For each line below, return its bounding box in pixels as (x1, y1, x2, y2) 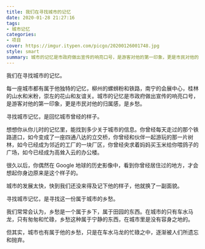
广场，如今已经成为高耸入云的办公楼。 (6, 149, 103, 156)
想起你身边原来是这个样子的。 (6, 169, 81, 177)
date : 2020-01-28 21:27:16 (6, 15, 75, 21)
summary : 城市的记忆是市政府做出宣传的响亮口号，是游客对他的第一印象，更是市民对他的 (6, 54, 200, 60)
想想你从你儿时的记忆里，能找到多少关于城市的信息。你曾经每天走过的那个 (6, 125, 193, 133)
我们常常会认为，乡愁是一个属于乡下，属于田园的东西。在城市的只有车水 (6, 208, 188, 215)
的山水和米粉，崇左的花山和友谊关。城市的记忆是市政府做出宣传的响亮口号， (6, 92, 199, 99)
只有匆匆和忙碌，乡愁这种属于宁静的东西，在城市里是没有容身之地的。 (16, 216, 193, 223)
